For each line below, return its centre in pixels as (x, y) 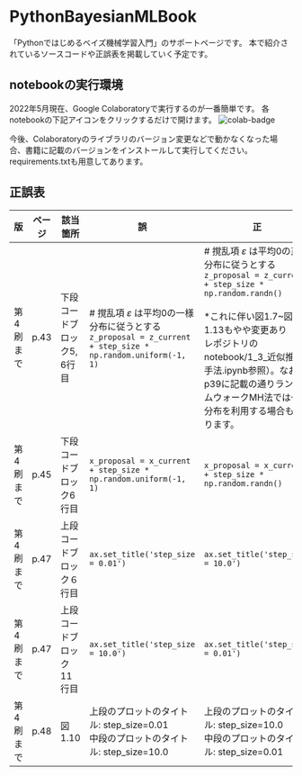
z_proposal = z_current (140, 337)
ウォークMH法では (252, 397)
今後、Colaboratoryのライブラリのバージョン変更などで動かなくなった (140, 139)
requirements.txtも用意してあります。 (79, 161)
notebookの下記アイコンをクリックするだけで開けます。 (113, 120)
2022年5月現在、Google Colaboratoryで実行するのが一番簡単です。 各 (139, 108)
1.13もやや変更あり (245, 329)
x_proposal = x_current (140, 460)
